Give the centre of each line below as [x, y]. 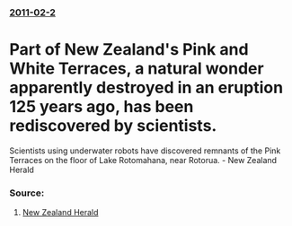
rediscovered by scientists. [113, 126]
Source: [27, 193]
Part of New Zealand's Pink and [129, 50]
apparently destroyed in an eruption [146, 88]
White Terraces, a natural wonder [137, 69]
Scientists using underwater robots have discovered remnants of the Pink [145, 151]
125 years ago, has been [102, 107]
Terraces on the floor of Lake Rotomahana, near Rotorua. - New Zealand [143, 160]
